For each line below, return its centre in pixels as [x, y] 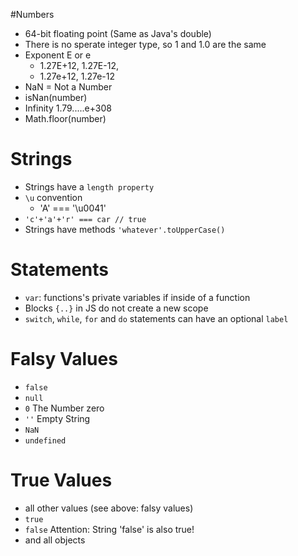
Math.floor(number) [65, 118]
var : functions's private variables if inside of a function [137, 297]
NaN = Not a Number [68, 87]
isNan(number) [56, 97]
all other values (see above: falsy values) [109, 508]
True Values [61, 480]
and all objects [55, 540]
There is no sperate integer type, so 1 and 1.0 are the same [145, 44]
